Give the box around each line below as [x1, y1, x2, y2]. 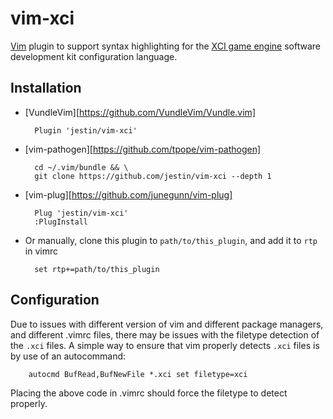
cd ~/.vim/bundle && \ [34, 162, 129, 172]
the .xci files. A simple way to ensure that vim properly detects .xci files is [10, 339, 320, 351]
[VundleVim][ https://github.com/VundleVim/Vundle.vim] [24, 106, 256, 118]
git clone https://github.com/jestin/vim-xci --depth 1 [34, 171, 272, 181]
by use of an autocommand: [10, 350, 127, 362]
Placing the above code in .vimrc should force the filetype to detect [10, 387, 288, 399]
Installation [10, 80, 82, 97]
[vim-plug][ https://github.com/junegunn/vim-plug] [24, 188, 233, 201]
